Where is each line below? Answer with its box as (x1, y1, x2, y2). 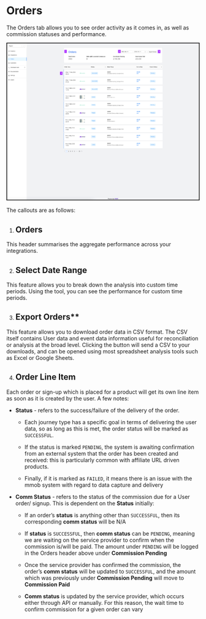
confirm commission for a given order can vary (24, 606, 143, 613)
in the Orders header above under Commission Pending (24, 549, 167, 557)
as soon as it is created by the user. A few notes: (6, 394, 129, 402)
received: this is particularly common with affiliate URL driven (24, 456, 180, 463)
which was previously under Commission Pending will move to (24, 574, 185, 582)
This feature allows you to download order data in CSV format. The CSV (6, 328, 188, 336)
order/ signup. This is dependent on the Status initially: (15, 500, 154, 507)
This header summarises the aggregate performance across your (6, 241, 172, 248)
